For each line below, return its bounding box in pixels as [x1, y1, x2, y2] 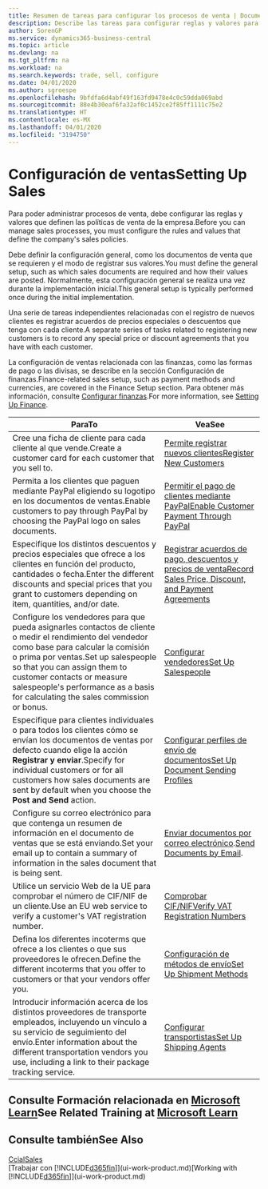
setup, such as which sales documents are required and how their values [8, 266, 249, 276]
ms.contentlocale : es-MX [8, 116, 91, 124]
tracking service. [12, 1066, 76, 1077]
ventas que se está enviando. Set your [12, 837, 154, 848]
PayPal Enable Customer [164, 500, 254, 511]
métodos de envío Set [164, 958, 245, 969]
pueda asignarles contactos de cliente [12, 621, 156, 632]
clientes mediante [164, 490, 231, 501]
